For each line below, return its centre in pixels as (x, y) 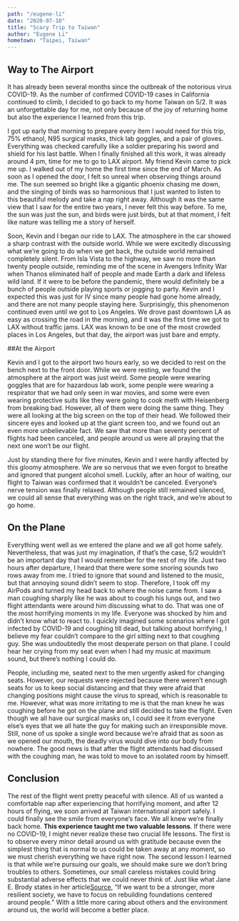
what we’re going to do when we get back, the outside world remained (111, 251)
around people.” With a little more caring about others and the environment (118, 902)
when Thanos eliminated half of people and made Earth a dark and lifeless (117, 274)
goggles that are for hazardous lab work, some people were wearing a (111, 385)
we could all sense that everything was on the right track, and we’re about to (120, 497)
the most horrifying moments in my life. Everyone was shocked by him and (117, 613)
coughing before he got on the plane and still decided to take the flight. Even (120, 710)
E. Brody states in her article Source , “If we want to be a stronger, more (111, 887)
